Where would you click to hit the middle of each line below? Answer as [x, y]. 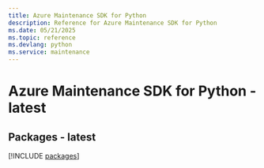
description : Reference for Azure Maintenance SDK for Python [113, 23]
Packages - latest [52, 137]
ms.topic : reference [42, 37]
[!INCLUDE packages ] [44, 156]
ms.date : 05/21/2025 [42, 30]
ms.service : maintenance [49, 52]
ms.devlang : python [40, 45]
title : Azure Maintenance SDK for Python [77, 15]
